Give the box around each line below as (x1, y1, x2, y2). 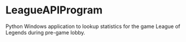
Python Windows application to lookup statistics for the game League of (5, 23, 181, 30)
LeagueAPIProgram (5, 3, 103, 17)
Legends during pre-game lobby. (5, 29, 86, 36)
